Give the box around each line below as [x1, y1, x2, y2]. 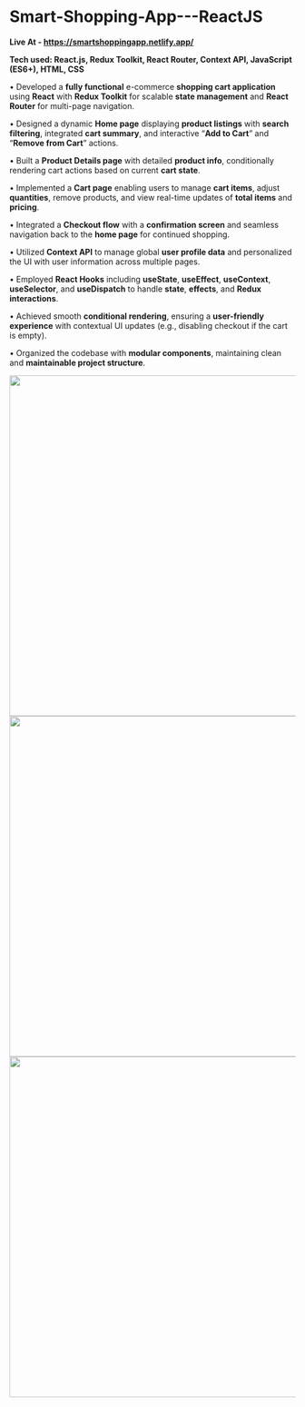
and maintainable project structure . [9, 357, 146, 368]
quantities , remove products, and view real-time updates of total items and [9, 192, 293, 203]
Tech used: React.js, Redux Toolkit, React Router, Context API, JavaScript [9, 54, 292, 64]
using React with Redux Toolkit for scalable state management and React [9, 91, 289, 102]
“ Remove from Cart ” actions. [9, 137, 119, 148]
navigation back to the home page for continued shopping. [9, 229, 230, 240]
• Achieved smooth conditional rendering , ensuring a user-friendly [9, 311, 265, 322]
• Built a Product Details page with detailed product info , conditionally [9, 154, 275, 165]
